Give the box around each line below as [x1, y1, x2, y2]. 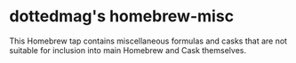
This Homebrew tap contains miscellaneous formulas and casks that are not [9, 35, 287, 46]
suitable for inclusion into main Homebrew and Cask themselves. [9, 44, 247, 55]
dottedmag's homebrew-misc [9, 6, 234, 27]
